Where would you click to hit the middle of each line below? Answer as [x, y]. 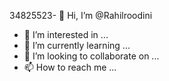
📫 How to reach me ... [70, 67]
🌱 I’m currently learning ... [77, 45]
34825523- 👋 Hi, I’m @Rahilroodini [81, 15]
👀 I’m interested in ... [66, 34]
